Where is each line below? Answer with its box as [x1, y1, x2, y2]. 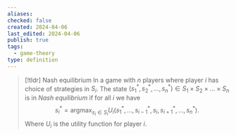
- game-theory [13, 50, 55, 57]
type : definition [7, 57, 58, 64]
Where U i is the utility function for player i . [24, 119, 147, 129]
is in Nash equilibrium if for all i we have [24, 93, 141, 102]
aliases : [7, 10, 33, 18]
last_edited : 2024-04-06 [7, 30, 80, 37]
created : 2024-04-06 [7, 23, 68, 30]
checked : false [7, 17, 52, 24]
